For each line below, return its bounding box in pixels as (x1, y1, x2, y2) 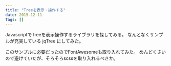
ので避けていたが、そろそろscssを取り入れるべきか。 (5, 55, 118, 61)
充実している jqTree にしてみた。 (14, 38, 83, 44)
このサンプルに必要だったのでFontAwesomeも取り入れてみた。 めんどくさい (5, 49, 166, 55)
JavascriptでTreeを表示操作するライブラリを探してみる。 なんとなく (5, 32, 150, 38)
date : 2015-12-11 (5, 12, 42, 17)
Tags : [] (5, 17, 24, 22)
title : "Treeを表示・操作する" (5, 7, 66, 13)
